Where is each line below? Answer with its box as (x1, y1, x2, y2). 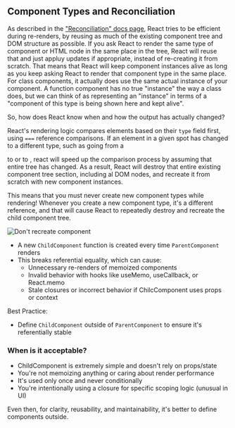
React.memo (27, 278, 65, 287)
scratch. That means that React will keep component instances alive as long (7, 61, 227, 70)
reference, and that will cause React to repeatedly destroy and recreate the (7, 206, 225, 214)
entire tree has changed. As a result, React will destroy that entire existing (7, 162, 221, 171)
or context (27, 293, 58, 301)
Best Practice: (7, 306, 48, 315)
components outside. (7, 413, 69, 421)
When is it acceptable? (7, 345, 87, 355)
